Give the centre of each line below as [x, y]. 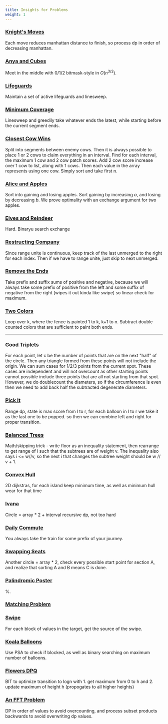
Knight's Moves [25, 32]
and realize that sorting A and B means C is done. [56, 568]
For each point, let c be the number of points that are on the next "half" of [81, 356]
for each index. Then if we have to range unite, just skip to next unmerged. [82, 258]
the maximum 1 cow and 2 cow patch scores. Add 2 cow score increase [79, 160]
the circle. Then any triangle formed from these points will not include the [81, 361]
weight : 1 [15, 14]
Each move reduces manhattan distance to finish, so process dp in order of [83, 42]
